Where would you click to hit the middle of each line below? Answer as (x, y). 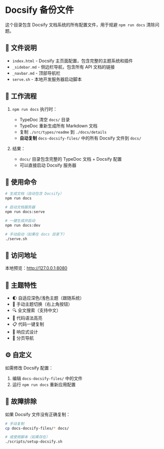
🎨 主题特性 (21, 285)
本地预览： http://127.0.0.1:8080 (36, 268)
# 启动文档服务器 (20, 207)
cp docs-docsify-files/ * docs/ (37, 428)
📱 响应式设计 (25, 332)
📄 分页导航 (23, 338)
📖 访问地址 (21, 255)
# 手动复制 (15, 424)
